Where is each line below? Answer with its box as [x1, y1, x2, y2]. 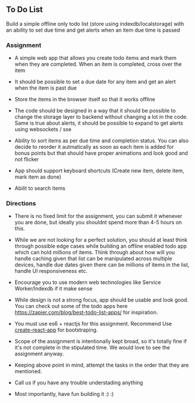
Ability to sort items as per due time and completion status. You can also [14, 137, 189, 144]
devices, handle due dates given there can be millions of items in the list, [14, 261, 190, 268]
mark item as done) [14, 173, 61, 180]
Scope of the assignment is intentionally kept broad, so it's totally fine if [14, 338, 187, 345]
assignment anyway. [14, 350, 64, 357]
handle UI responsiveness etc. [14, 268, 88, 275]
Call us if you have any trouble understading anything [14, 379, 143, 386]
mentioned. [14, 368, 42, 375]
